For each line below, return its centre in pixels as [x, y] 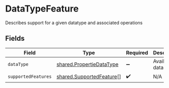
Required [137, 52]
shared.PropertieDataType [88, 64]
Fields [15, 38]
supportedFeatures [30, 77]
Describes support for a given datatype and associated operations [74, 23]
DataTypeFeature [42, 9]
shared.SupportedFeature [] [89, 77]
